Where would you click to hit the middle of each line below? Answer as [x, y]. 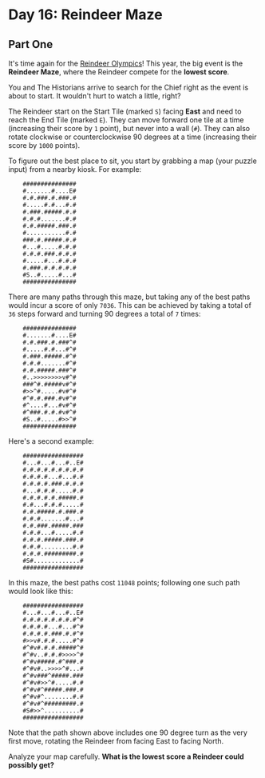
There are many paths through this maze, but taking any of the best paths [129, 297]
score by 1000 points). [44, 145]
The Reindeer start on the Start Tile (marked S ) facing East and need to [125, 111]
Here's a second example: [51, 441]
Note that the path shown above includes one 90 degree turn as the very [128, 732]
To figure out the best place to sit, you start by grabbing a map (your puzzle [132, 161]
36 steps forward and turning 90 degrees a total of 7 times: [105, 314]
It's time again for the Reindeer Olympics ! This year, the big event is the [126, 63]
